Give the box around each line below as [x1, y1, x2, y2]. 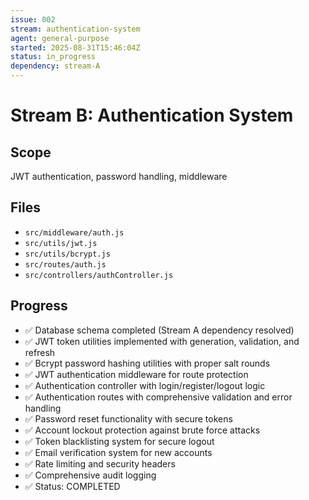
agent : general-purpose [10, 33, 110, 43]
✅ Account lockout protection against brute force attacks [24, 424, 261, 436]
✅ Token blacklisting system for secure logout [24, 435, 215, 447]
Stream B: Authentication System [10, 104, 294, 127]
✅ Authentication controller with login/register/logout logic [24, 379, 266, 391]
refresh [24, 346, 56, 358]
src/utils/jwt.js [24, 238, 98, 248]
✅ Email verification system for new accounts [24, 446, 213, 458]
